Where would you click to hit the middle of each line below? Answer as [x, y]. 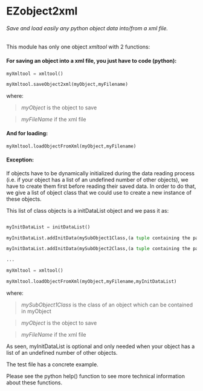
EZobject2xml [42, 11]
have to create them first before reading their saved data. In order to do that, [101, 186]
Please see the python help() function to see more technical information [96, 376]
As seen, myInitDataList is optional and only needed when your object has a [101, 346]
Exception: [20, 160]
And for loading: [27, 133]
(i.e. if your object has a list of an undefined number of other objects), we [97, 179]
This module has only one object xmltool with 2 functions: [78, 47]
